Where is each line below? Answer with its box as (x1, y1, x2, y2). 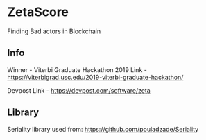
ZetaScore (7, 4, 69, 20)
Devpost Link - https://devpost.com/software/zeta (7, 86, 151, 94)
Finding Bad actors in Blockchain (7, 27, 101, 35)
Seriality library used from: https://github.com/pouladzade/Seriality (7, 125, 199, 133)
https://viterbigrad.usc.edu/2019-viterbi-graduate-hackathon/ (7, 73, 184, 81)
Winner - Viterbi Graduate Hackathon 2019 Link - (7, 65, 147, 73)
